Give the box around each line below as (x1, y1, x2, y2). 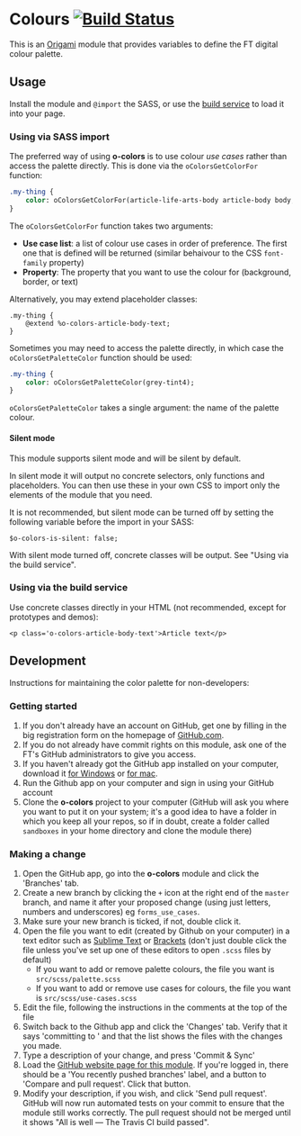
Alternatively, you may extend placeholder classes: (9, 293, 198, 304)
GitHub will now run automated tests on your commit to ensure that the (22, 1098, 285, 1109)
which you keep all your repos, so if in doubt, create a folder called (22, 816, 270, 826)
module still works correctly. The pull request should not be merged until (22, 1107, 292, 1118)
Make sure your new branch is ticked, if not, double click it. (22, 916, 242, 927)
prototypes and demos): (9, 611, 99, 622)
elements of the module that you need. (9, 489, 153, 500)
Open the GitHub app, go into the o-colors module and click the (22, 869, 260, 879)
